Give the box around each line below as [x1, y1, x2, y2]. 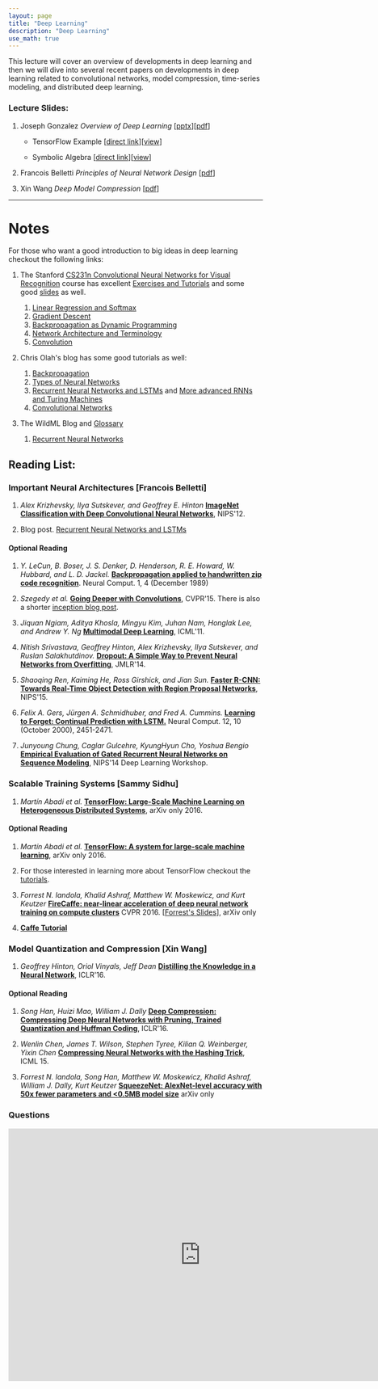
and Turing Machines [31, 394, 103, 404]
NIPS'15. [19, 692, 48, 702]
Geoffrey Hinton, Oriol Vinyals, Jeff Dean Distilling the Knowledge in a [19, 962, 256, 971]
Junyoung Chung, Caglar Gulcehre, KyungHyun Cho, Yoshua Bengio [19, 741, 249, 751]
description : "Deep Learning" [8, 27, 111, 35]
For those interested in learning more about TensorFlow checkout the [19, 865, 251, 875]
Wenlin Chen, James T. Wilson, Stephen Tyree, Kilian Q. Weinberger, [19, 1039, 249, 1049]
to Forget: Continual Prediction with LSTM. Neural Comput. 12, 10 [19, 717, 241, 726]
